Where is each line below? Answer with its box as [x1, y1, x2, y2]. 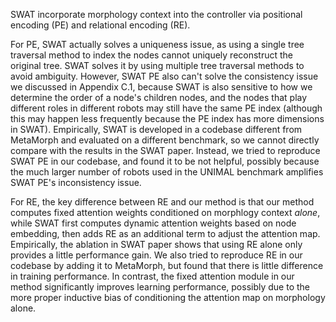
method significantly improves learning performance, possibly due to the [10, 281, 310, 293]
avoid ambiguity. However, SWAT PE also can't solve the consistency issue [10, 70, 319, 82]
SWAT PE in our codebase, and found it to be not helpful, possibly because [10, 155, 320, 167]
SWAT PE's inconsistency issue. [10, 177, 142, 188]
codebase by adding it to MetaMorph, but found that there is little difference [10, 260, 324, 271]
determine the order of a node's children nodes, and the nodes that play [10, 92, 308, 103]
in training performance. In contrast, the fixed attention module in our [10, 270, 295, 282]
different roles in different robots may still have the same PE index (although [10, 102, 323, 114]
